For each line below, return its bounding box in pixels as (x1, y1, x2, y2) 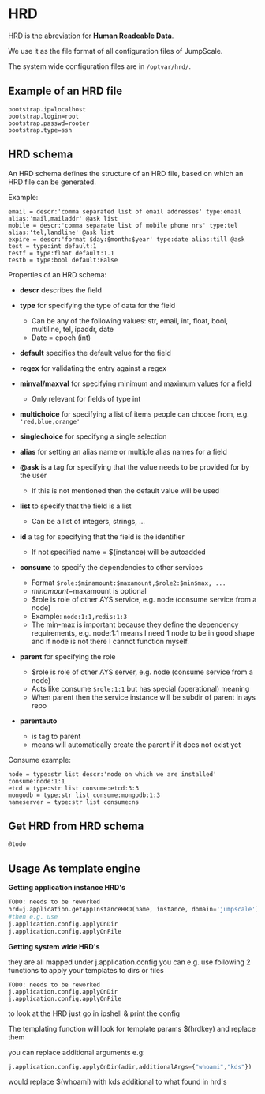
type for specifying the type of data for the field (19, 300, 176, 310)
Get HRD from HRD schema (8, 819, 144, 832)
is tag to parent (31, 731, 81, 741)
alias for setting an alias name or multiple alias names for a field (19, 447, 227, 456)
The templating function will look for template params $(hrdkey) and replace (8, 1024, 256, 1033)
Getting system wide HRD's (8, 941, 100, 951)
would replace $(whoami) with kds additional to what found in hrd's (8, 1077, 227, 1087)
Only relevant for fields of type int (31, 394, 141, 403)
